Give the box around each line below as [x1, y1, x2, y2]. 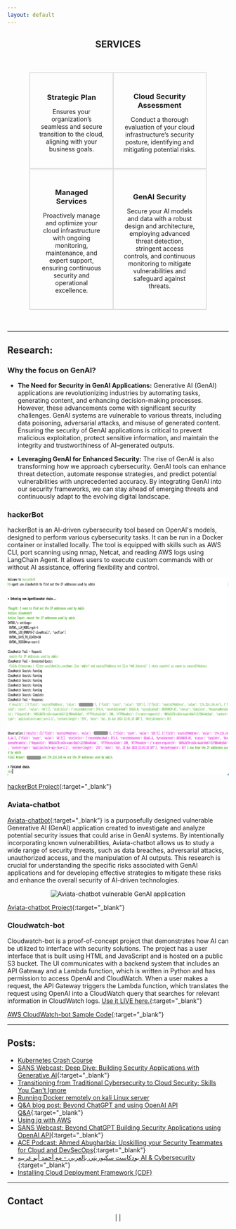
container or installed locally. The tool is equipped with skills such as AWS [7, 541, 221, 549]
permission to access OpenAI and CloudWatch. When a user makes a [7, 974, 209, 982]
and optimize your [45, 219, 98, 227]
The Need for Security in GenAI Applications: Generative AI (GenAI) [17, 381, 217, 389]
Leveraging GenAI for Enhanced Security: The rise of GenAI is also [17, 454, 214, 463]
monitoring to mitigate [127, 259, 192, 268]
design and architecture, [124, 222, 195, 230]
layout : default [7, 11, 55, 18]
